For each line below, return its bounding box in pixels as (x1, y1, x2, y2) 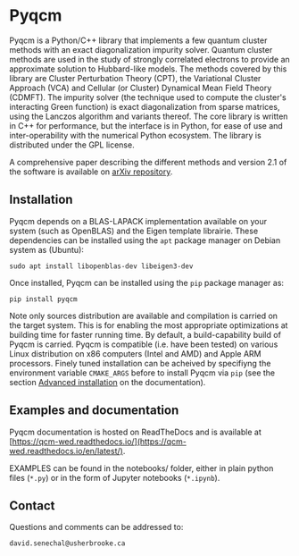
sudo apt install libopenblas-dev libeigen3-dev (9, 261, 194, 271)
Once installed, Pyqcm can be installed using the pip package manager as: (9, 277, 284, 288)
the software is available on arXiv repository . (9, 166, 173, 177)
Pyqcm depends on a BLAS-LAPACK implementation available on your (9, 215, 268, 226)
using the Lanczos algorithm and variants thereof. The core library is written (9, 111, 288, 122)
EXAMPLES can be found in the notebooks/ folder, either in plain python (9, 462, 274, 474)
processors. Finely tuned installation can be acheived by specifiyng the (9, 358, 271, 368)
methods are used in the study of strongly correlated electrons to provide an (9, 54, 290, 64)
